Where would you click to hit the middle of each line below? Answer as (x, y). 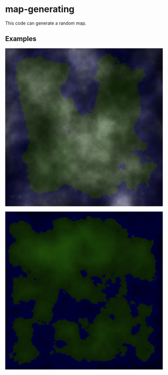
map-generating (40, 9)
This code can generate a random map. (46, 23)
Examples (21, 39)
